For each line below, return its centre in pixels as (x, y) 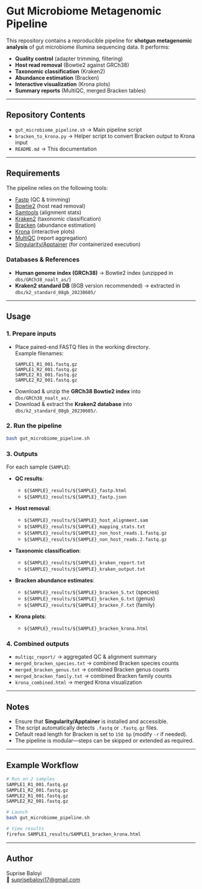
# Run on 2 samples (31, 779)
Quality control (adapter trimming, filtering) (69, 58)
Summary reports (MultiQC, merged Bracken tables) (80, 90)
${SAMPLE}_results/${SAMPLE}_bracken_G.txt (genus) (89, 598)
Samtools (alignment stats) (48, 212)
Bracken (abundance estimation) (55, 225)
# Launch (17, 812)
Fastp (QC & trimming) (43, 199)
